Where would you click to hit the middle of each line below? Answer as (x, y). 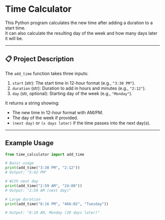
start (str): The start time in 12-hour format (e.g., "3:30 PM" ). (74, 83)
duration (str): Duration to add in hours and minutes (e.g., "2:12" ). (79, 88)
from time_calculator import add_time (45, 154)
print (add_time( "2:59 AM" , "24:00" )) (44, 186)
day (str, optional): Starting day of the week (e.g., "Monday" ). (72, 93)
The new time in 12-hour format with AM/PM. (58, 112)
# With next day (22, 181)
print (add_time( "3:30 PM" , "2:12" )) (42, 168)
